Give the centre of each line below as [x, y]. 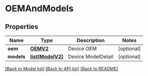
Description [91, 40]
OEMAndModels [39, 9]
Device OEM [83, 49]
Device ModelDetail [91, 57]
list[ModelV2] [47, 57]
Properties [22, 27]
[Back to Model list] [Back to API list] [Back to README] [62, 69]
